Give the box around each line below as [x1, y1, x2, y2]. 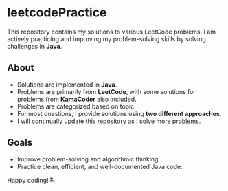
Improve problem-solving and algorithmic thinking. [16, 155, 160, 163]
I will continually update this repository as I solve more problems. [16, 117, 201, 125]
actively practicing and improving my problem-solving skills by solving [7, 34, 206, 43]
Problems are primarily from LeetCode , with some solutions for [16, 87, 196, 95]
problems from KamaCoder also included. [16, 95, 137, 103]
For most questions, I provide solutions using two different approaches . [16, 109, 222, 117]
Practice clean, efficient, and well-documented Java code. [16, 162, 183, 170]
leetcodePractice [7, 5, 107, 21]
